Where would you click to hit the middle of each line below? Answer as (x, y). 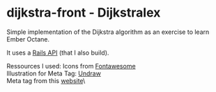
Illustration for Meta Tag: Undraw (54, 73)
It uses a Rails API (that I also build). (58, 53)
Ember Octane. (28, 39)
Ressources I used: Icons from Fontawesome (71, 66)
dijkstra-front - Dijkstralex (84, 13)
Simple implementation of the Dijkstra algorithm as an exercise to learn (108, 32)
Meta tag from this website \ (46, 80)
